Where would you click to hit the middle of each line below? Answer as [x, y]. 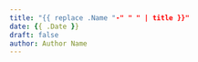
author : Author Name [49, 43]
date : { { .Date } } [44, 26]
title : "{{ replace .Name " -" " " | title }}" [99, 18]
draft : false [34, 35]
